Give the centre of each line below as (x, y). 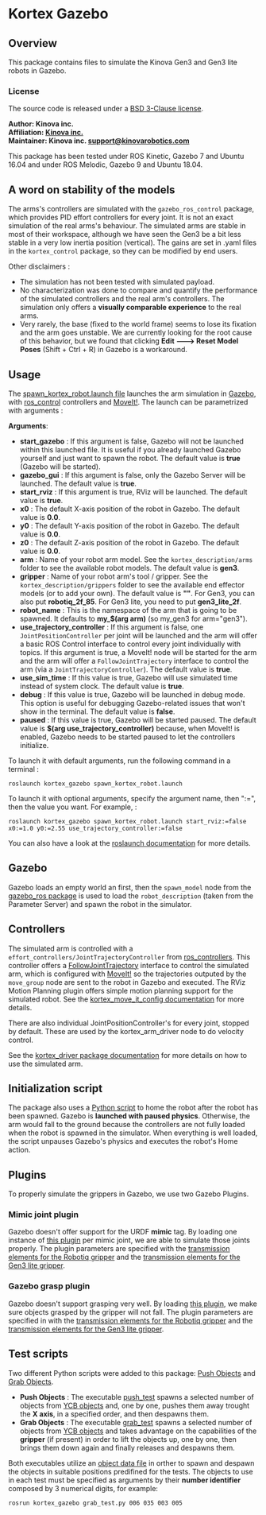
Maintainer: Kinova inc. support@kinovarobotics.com (99, 141)
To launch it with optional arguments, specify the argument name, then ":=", (132, 798)
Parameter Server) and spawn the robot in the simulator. (100, 904)
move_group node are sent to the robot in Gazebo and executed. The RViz (127, 982)
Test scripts (39, 1354)
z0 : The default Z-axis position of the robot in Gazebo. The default (129, 542)
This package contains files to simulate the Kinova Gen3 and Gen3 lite (123, 62)
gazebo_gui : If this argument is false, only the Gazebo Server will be (133, 475)
